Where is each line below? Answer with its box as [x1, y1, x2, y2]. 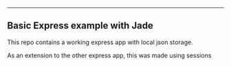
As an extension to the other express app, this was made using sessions [7, 51, 212, 59]
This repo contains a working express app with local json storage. [7, 38, 194, 46]
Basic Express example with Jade [7, 20, 153, 31]
